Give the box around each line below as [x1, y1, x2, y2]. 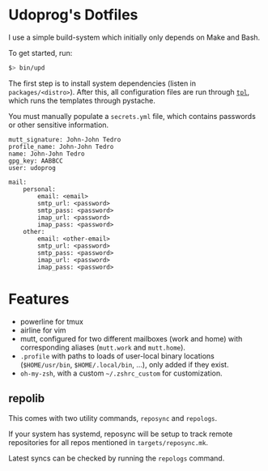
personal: [23, 185, 57, 193]
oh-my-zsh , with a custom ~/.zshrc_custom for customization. [19, 368, 223, 378]
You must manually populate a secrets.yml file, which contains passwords [8, 111, 257, 121]
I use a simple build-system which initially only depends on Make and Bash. [8, 32, 261, 42]
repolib [8, 392, 45, 405]
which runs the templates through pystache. [8, 95, 155, 105]
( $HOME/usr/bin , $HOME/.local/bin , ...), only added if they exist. [19, 359, 229, 369]
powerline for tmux [19, 316, 83, 326]
